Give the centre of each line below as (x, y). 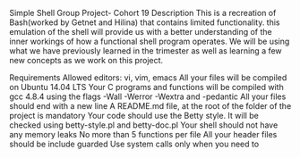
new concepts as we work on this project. (86, 60)
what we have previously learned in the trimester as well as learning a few (146, 51)
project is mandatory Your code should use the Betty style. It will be (134, 116)
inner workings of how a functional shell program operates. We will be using (150, 41)
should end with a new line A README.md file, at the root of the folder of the (150, 106)
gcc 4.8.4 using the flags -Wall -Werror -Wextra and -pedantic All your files (148, 96)
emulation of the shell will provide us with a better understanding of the (141, 32)
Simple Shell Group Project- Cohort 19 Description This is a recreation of (143, 13)
